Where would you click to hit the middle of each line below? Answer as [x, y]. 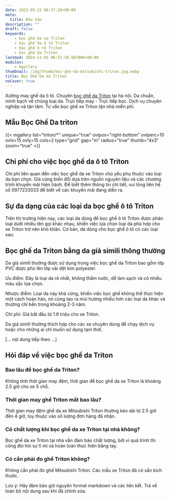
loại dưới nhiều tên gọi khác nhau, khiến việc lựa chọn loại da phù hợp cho [83, 224]
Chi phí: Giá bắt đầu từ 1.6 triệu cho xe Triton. [53, 314]
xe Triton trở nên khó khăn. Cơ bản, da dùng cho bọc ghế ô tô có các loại [82, 229]
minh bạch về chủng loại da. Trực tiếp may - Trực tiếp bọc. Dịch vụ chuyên [83, 101]
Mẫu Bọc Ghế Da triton [42, 123]
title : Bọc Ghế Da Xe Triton [36, 76]
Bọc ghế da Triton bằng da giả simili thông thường [85, 251]
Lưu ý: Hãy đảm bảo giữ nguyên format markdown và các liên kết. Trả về [81, 485]
